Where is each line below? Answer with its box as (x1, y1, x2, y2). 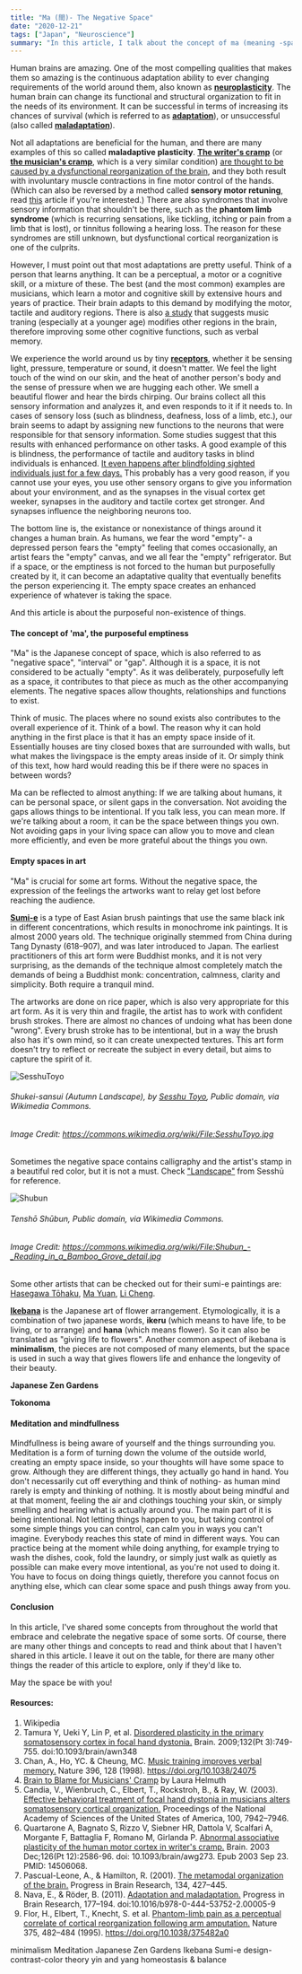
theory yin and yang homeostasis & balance (65, 1953, 227, 1965)
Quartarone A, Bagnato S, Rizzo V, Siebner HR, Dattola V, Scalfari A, (22, 1822, 273, 1833)
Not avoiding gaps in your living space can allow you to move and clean (10, 825, 275, 836)
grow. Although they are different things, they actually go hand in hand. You (10, 1466, 289, 1477)
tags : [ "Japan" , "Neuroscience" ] (10, 30, 135, 39)
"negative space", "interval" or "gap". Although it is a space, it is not (10, 657, 261, 668)
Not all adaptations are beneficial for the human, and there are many (10, 137, 263, 148)
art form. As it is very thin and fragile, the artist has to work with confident (10, 1006, 283, 1017)
